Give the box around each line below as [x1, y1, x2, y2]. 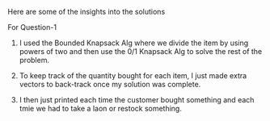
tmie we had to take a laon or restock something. [19, 104, 183, 113]
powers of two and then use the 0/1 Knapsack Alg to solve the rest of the [19, 47, 263, 56]
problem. [19, 56, 50, 65]
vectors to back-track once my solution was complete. [19, 80, 201, 89]
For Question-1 [7, 23, 57, 31]
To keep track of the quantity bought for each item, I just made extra [19, 71, 247, 80]
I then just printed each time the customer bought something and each [19, 95, 255, 104]
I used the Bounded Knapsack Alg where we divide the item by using [19, 38, 249, 48]
